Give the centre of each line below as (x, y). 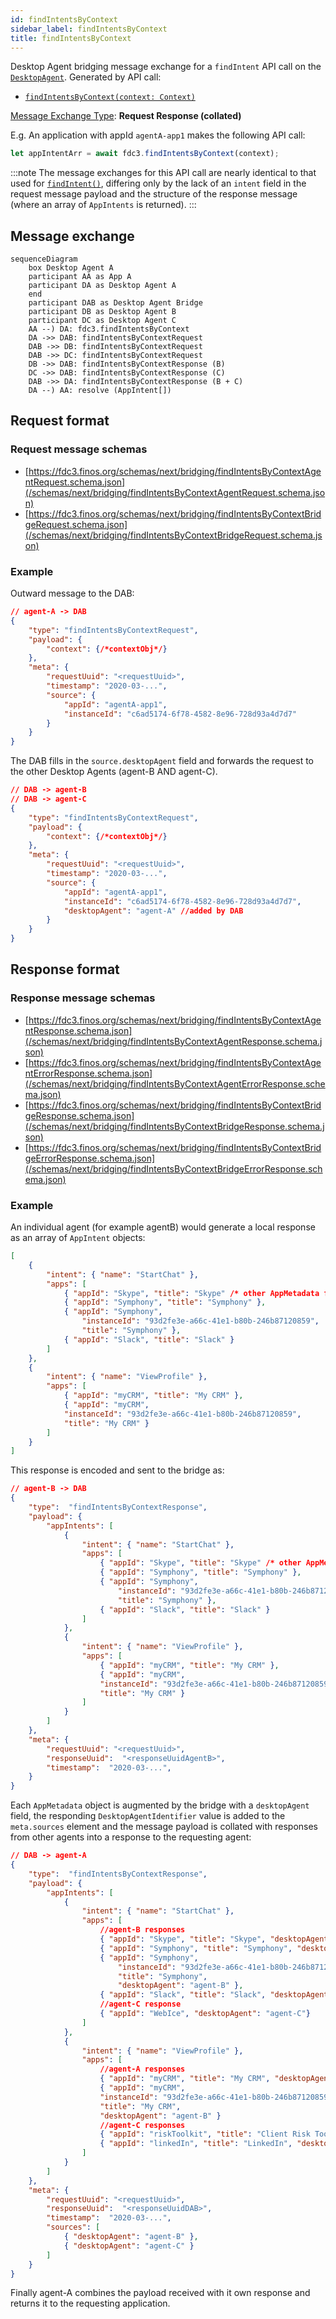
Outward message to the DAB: (72, 593)
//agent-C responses (142, 2125)
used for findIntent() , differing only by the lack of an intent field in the (158, 183)
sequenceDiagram (44, 259)
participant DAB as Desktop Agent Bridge (115, 303)
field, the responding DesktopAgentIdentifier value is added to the (148, 1816)
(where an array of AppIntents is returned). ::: (103, 205)
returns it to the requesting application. (90, 2303)
